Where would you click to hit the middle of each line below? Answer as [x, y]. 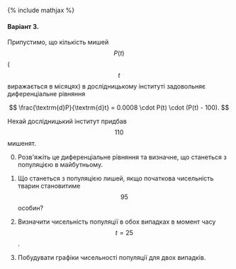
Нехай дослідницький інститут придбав [67, 121]
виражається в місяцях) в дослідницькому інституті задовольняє [107, 86]
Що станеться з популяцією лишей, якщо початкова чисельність [116, 178]
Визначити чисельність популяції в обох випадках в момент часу [117, 222]
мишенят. [22, 144]
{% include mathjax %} [41, 10]
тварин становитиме [49, 186]
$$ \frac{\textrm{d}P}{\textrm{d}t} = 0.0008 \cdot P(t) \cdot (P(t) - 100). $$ [119, 108]
